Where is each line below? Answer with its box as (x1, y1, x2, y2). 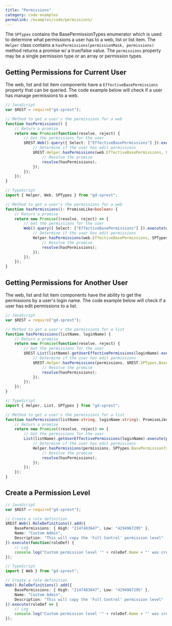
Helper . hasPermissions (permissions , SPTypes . (32, 446, 132, 451)
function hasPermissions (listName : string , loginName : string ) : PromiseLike (5, 417, 168, 422)
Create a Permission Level (5, 489, 91, 498)
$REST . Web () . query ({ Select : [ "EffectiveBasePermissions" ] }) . (24, 140, 161, 145)
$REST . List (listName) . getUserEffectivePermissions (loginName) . (24, 351, 161, 356)
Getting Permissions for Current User (5, 68, 126, 77)
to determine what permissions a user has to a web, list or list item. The (5, 36, 156, 43)
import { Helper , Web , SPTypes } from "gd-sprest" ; (5, 193, 118, 198)
